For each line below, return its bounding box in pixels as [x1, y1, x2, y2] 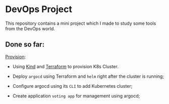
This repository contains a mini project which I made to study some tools [5, 20, 156, 26]
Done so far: [5, 40, 44, 49]
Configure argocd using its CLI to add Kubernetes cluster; [12, 83, 133, 89]
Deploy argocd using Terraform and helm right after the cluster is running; [12, 73, 164, 79]
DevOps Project [5, 4, 72, 15]
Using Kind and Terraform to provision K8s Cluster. [12, 63, 119, 69]
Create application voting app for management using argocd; [12, 92, 140, 99]
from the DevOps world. [5, 25, 55, 31]
